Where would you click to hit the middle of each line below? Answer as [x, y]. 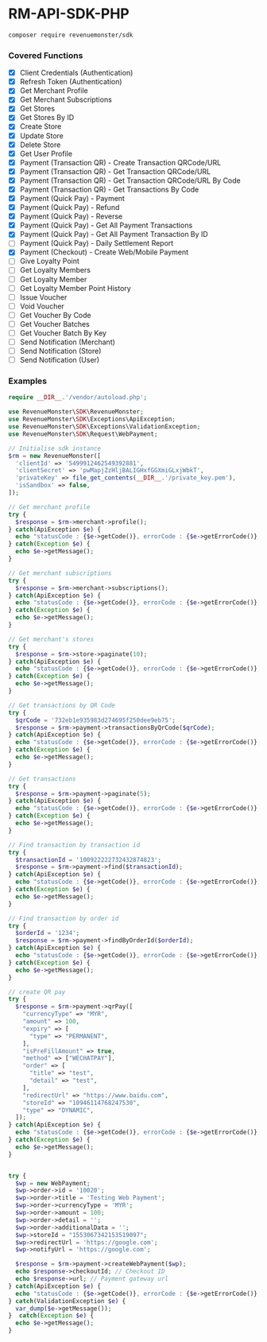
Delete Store [40, 145]
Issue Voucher [43, 297]
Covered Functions [46, 55]
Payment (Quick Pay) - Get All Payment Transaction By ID [114, 235]
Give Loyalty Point [49, 261]
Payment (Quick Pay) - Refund [70, 208]
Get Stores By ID [47, 118]
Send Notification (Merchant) [67, 342]
